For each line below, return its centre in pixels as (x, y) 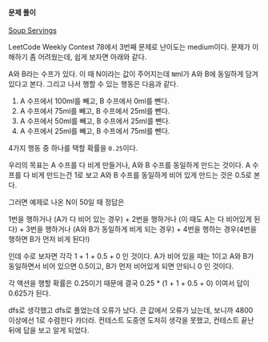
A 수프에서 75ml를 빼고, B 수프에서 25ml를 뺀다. (95, 111)
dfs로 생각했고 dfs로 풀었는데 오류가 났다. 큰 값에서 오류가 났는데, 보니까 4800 (131, 310)
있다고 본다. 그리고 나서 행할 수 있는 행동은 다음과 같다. (93, 84)
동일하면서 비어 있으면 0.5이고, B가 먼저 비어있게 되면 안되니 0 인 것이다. (121, 266)
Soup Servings (33, 30)
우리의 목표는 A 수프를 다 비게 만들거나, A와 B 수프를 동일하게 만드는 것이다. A (129, 165)
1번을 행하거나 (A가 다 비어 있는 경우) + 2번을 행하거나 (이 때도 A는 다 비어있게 (130, 219)
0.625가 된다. (30, 293)
